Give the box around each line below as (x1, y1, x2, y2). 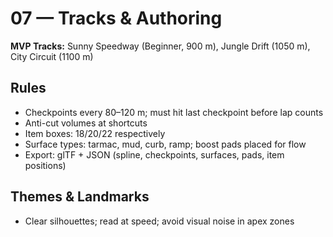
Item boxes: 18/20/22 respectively (24, 127, 166, 139)
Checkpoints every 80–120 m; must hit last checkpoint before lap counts (24, 106, 324, 118)
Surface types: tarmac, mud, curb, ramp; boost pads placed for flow (24, 138, 307, 150)
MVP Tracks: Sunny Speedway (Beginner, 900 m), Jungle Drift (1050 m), (10, 40, 311, 52)
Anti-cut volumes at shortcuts (24, 117, 148, 129)
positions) (24, 159, 67, 171)
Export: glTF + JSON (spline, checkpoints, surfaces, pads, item (24, 148, 285, 161)
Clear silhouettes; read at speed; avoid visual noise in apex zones (24, 215, 295, 227)
